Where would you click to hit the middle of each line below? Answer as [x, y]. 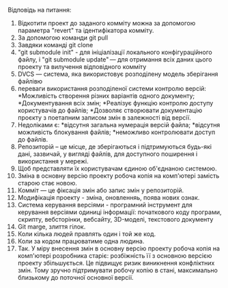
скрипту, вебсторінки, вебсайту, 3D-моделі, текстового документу [115, 219]
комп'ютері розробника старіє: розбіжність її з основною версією [115, 256]
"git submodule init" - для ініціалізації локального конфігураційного [115, 52]
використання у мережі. [53, 161]
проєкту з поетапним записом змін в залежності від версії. [104, 118]
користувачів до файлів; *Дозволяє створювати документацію [110, 110]
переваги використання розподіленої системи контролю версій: [112, 89]
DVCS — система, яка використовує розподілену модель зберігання [118, 74]
